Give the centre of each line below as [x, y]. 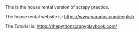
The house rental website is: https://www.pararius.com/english [70, 17]
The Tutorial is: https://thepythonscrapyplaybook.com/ [61, 26]
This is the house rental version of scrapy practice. [57, 7]
